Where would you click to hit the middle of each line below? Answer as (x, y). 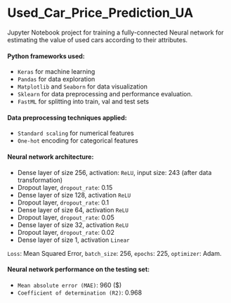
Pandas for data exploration (56, 79)
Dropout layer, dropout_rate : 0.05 (66, 217)
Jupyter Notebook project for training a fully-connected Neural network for (115, 32)
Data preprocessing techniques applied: (67, 117)
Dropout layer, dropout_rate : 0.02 (66, 232)
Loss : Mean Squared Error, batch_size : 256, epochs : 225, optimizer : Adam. (115, 253)
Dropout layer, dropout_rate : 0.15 (65, 187)
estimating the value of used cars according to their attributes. (98, 39)
